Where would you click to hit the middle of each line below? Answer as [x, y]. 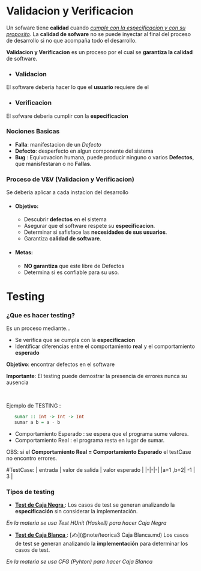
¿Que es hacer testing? [40, 315]
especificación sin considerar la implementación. [76, 511]
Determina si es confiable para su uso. [71, 272]
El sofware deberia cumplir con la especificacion [67, 116]
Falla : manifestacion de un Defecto [58, 144]
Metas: [24, 252]
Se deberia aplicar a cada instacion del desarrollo [67, 192]
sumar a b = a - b [37, 422]
